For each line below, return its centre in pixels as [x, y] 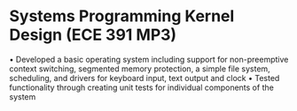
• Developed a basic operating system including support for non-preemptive [149, 59]
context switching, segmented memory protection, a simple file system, [140, 69]
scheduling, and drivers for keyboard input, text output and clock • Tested [145, 78]
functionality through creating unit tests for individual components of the [142, 87]
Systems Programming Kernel [122, 16]
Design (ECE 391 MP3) [93, 35]
